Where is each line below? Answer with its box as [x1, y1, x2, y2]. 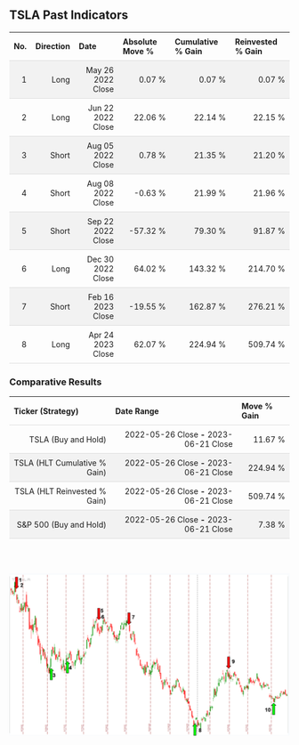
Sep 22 [87, 215, 114, 226]
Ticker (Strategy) [13, 405, 79, 417]
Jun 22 [87, 102, 114, 113]
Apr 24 [88, 329, 114, 340]
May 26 [85, 64, 114, 75]
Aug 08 [86, 178, 114, 189]
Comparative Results [9, 376, 102, 388]
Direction [35, 41, 71, 52]
